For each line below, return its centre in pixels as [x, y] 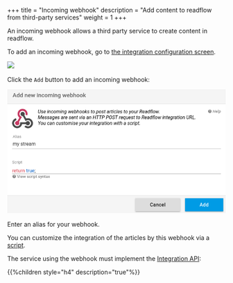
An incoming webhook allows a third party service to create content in [107, 31]
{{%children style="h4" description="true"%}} [74, 272]
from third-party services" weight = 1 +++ [67, 17]
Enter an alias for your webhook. [53, 224]
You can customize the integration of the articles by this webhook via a [109, 237]
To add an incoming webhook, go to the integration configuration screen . [112, 52]
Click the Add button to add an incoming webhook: [79, 80]
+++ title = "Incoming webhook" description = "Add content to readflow [110, 10]
